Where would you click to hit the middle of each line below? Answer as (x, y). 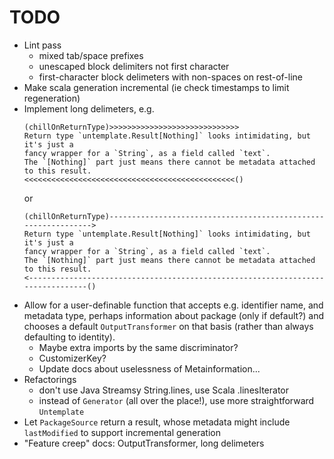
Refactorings (50, 379)
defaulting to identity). (69, 337)
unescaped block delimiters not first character (134, 66)
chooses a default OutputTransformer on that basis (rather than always (168, 326)
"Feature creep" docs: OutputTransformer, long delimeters (144, 443)
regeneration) (52, 98)
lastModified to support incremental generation (122, 432)
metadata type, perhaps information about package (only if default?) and (174, 315)
